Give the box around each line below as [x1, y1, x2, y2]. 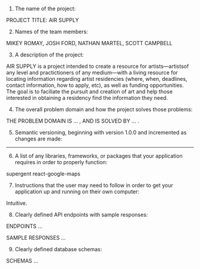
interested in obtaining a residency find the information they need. [6, 95, 168, 101]
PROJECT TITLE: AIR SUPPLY [6, 17, 79, 23]
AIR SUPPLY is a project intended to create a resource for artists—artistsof [6, 62, 189, 70]
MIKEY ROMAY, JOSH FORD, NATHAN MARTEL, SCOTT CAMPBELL [6, 40, 173, 46]
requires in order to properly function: [14, 159, 108, 165]
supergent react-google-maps [6, 170, 80, 177]
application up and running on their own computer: [14, 188, 140, 195]
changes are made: [14, 135, 62, 142]
